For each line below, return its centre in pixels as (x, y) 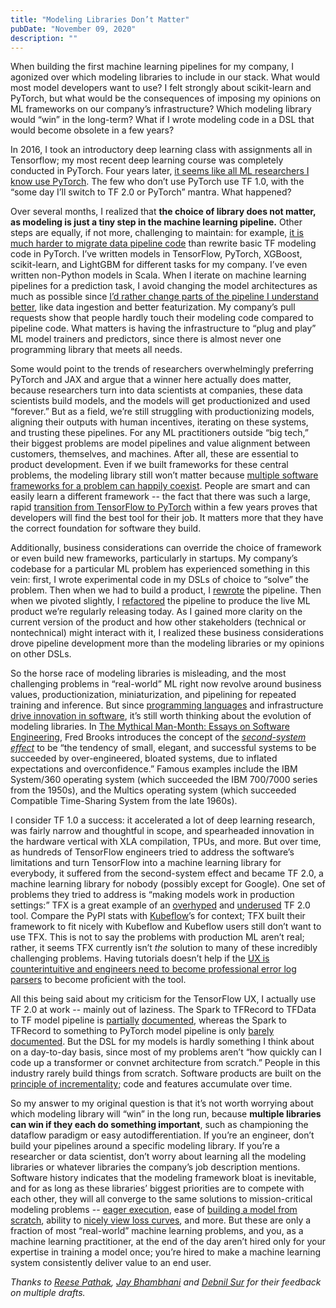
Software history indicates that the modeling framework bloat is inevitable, (163, 1178)
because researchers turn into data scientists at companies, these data (156, 390)
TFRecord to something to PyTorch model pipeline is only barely (142, 1031)
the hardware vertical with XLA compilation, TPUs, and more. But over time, (166, 842)
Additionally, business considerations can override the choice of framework (166, 548)
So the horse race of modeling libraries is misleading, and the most (148, 673)
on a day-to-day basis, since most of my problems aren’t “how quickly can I (166, 1052)
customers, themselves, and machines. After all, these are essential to (154, 454)
